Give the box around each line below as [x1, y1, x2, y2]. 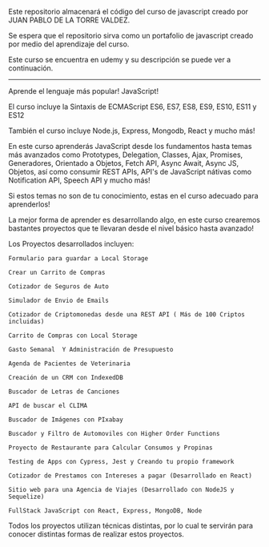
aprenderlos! [8, 199, 50, 209]
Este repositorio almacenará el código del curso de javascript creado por [8, 7, 249, 16]
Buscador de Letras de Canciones [8, 388, 120, 396]
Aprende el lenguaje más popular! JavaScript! [8, 86, 159, 95]
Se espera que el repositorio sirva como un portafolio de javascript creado [8, 31, 254, 40]
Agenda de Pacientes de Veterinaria [8, 360, 130, 368]
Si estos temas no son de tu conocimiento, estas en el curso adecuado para [8, 191, 259, 200]
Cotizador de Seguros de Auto [8, 283, 110, 291]
